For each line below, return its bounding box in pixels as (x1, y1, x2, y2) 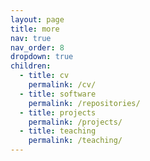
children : (10, 61, 52, 71)
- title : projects (19, 107, 97, 118)
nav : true (10, 33, 52, 43)
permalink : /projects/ (28, 117, 123, 127)
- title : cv (19, 71, 70, 81)
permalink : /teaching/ (28, 136, 123, 146)
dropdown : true (10, 52, 74, 62)
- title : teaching (19, 126, 97, 136)
